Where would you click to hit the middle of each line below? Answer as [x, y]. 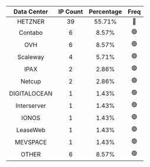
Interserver [31, 106]
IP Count [71, 12]
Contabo [31, 32]
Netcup [31, 81]
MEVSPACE [31, 142]
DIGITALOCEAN [31, 93]
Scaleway [31, 57]
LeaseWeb [31, 130]
